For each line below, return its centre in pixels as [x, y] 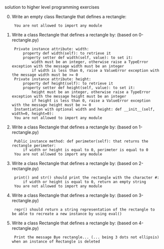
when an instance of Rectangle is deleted [56, 242]
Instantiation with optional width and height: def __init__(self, [84, 109]
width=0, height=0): [33, 114]
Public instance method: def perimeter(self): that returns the [81, 141]
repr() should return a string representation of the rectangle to [84, 210]
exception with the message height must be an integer [69, 96]
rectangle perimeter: [34, 146]
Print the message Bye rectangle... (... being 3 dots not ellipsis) [87, 237]
